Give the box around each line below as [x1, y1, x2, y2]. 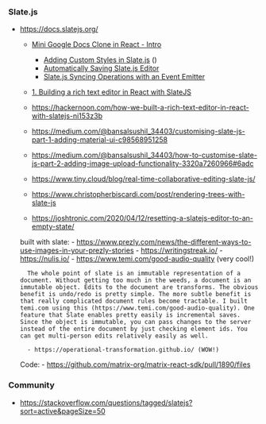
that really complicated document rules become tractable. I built [19, 297, 248, 306]
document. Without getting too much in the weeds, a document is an [19, 276, 252, 284]
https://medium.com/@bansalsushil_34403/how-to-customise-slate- [31, 150, 258, 160]
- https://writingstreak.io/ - [135, 245, 223, 256]
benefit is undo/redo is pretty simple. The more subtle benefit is [19, 291, 252, 299]
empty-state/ [31, 222, 75, 232]
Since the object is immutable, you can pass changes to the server [19, 318, 252, 326]
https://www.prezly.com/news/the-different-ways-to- [76, 237, 252, 247]
